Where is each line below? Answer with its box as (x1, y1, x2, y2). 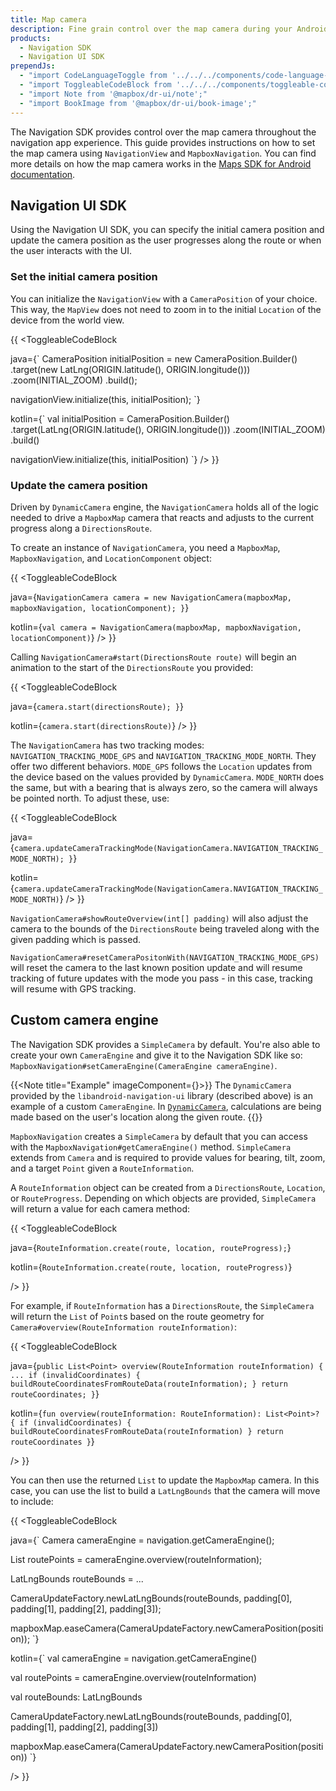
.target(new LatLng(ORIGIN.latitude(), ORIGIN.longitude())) (10, 363, 251, 375)
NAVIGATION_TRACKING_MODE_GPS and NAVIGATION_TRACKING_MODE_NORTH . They (10, 749, 317, 761)
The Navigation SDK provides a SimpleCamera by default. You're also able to (10, 1038, 321, 1050)
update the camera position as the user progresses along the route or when (10, 234, 322, 246)
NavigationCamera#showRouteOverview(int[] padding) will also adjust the (10, 912, 309, 924)
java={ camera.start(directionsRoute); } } (10, 700, 185, 712)
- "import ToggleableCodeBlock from (19, 80, 172, 90)
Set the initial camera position (10, 270, 158, 284)
